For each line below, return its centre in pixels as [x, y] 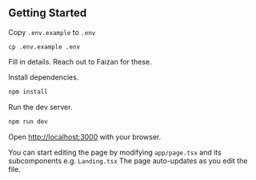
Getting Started [48, 13]
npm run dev [28, 121]
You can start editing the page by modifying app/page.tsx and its [115, 152]
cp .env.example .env [44, 47]
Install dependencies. [44, 77]
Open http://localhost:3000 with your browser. [85, 137]
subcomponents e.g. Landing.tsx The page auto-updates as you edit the [128, 160]
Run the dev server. [40, 107]
